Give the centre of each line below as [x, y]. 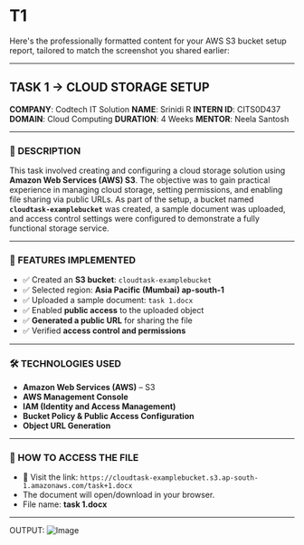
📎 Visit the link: [50, 477]
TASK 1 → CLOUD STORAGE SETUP [109, 87]
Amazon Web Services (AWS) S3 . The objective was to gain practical [140, 180]
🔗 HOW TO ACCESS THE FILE [74, 457]
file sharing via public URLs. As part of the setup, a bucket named [132, 199]
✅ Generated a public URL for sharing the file [107, 320]
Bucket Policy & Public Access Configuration [108, 416]
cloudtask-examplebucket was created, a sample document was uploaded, [148, 209]
